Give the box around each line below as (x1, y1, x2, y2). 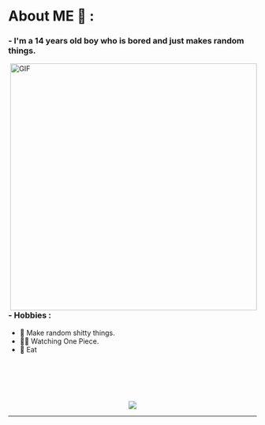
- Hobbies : (8, 310, 52, 321)
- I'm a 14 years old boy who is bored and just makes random (8, 36, 244, 47)
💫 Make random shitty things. (19, 328, 116, 337)
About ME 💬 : (8, 7, 95, 25)
